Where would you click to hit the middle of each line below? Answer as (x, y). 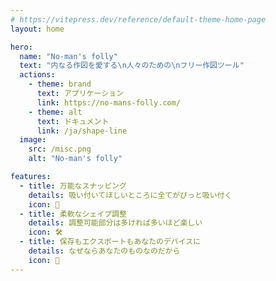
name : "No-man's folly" (68, 56)
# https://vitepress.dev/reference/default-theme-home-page (138, 19)
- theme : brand (60, 84)
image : (33, 140)
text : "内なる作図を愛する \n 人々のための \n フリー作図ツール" (132, 66)
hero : (21, 47)
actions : (37, 75)
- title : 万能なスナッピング (73, 186)
